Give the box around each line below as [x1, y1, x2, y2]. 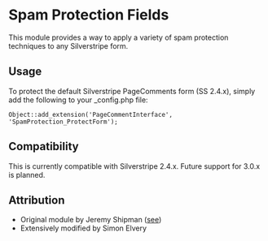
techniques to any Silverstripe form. [8, 41, 129, 50]
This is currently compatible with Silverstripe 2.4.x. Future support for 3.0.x [8, 161, 261, 171]
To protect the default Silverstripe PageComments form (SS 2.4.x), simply [8, 86, 256, 96]
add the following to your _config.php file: [8, 95, 148, 105]
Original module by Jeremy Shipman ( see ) [20, 215, 162, 225]
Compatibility [8, 140, 79, 153]
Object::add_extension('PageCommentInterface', [8, 110, 174, 118]
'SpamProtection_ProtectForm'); [8, 118, 118, 126]
